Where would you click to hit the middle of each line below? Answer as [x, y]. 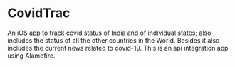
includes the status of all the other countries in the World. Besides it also [114, 40]
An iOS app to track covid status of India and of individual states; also [109, 33]
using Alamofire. [31, 56]
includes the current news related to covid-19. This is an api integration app [118, 48]
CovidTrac [39, 13]
